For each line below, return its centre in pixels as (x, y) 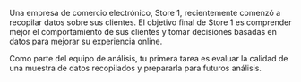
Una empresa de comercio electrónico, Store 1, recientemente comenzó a (145, 13)
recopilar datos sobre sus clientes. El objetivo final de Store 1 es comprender (150, 22)
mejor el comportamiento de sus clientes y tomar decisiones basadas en (143, 32)
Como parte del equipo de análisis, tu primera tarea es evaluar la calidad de (149, 58)
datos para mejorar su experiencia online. (86, 41)
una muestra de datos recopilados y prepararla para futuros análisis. (136, 68)
